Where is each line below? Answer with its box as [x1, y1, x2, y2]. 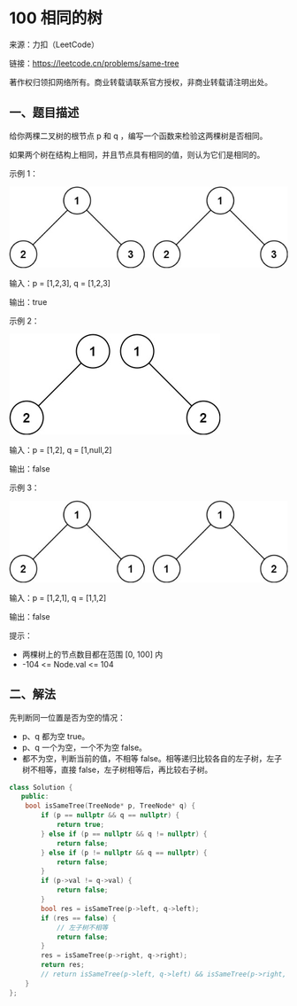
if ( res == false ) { [41, 914, 117, 923]
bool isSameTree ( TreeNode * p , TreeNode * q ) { [25, 801, 196, 811]
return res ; [41, 961, 86, 970]
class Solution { [9, 783, 73, 792]
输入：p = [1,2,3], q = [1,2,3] [9, 278, 110, 289]
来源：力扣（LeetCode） [9, 39, 100, 50]
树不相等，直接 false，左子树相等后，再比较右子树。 [21, 764, 213, 775]
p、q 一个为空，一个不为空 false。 [21, 742, 148, 753]
